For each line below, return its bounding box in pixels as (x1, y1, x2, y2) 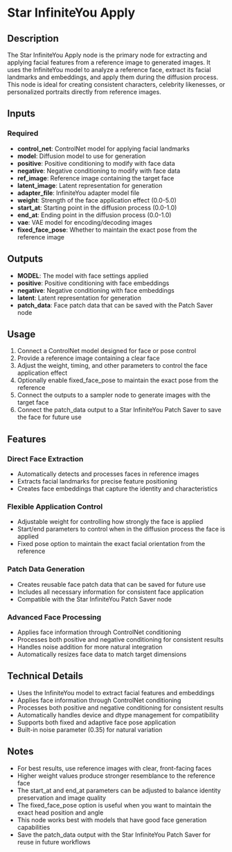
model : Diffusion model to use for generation (17, 151, 146, 160)
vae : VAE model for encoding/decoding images (17, 218, 152, 226)
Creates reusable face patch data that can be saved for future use (17, 580, 206, 588)
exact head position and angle (17, 808, 104, 817)
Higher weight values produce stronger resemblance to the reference (17, 772, 216, 780)
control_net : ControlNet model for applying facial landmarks (17, 144, 190, 153)
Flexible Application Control (7, 502, 103, 511)
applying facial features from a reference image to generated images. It (7, 58, 211, 67)
